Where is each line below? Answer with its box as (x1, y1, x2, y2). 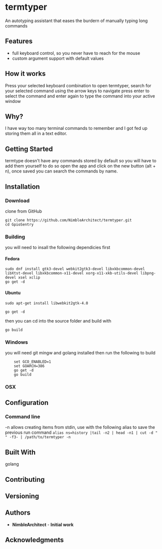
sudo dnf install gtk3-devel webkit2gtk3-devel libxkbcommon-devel (5, 267, 145, 272)
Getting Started (5, 145, 53, 153)
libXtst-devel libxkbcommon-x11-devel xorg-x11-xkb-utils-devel (5, 271, 139, 276)
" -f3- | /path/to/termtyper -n (5, 435, 71, 440)
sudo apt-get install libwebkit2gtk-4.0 (5, 300, 89, 305)
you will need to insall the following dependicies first (5, 245, 111, 250)
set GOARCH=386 (14, 363, 45, 369)
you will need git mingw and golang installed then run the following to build (5, 349, 156, 355)
